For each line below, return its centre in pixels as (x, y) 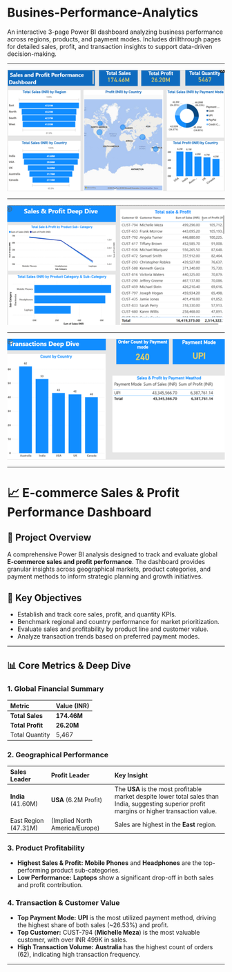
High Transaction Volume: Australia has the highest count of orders (115, 947)
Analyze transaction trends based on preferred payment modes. (108, 636)
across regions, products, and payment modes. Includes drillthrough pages (114, 39)
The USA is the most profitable (158, 789)
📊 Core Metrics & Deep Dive (69, 665)
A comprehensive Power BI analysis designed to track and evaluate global (112, 554)
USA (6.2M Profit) (76, 800)
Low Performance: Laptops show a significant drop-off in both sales (115, 877)
